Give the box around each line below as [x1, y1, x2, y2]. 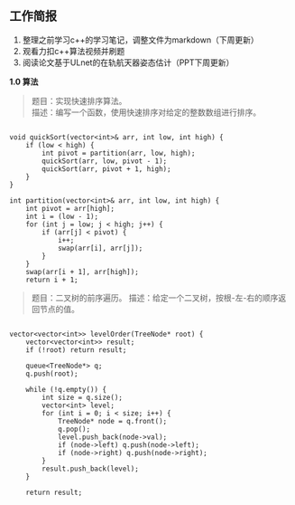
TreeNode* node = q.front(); [57, 416, 168, 425]
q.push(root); [25, 369, 78, 378]
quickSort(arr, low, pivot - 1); [41, 157, 168, 166]
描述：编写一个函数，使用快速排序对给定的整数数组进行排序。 [31, 107, 262, 118]
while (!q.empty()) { [25, 385, 106, 394]
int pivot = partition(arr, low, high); [41, 148, 196, 157]
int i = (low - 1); [25, 212, 99, 221]
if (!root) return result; [25, 345, 127, 355]
